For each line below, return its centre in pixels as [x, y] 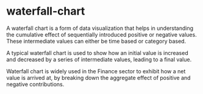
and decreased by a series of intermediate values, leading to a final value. [99, 59]
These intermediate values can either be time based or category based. [96, 41]
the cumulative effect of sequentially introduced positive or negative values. [101, 34]
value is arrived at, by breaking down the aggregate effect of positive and [98, 78]
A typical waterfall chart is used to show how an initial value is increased [97, 52]
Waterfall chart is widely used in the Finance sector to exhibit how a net [96, 71]
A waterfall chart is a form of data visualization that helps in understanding [100, 28]
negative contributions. [35, 84]
